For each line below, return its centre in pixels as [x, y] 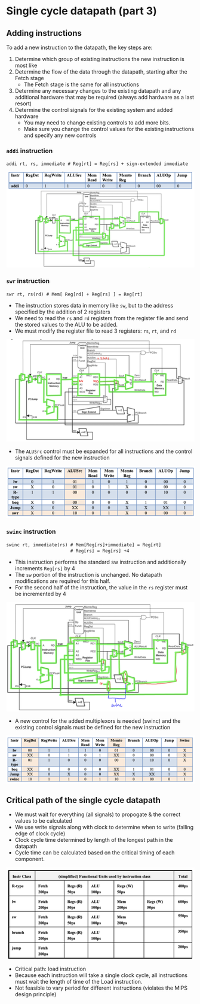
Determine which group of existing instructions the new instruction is [100, 59]
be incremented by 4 [41, 594]
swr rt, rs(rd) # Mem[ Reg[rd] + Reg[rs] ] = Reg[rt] [75, 294]
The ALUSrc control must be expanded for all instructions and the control [104, 451]
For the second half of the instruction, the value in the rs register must [101, 587]
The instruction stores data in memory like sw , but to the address [94, 305]
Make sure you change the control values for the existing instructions [109, 129]
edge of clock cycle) [40, 833]
